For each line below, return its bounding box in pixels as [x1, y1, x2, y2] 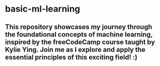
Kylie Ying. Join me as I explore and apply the [5, 45, 146, 54]
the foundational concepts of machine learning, [5, 30, 153, 38]
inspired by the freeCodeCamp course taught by [5, 38, 155, 46]
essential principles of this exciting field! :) [5, 53, 138, 61]
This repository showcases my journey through [5, 23, 152, 31]
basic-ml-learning [5, 3, 80, 15]
